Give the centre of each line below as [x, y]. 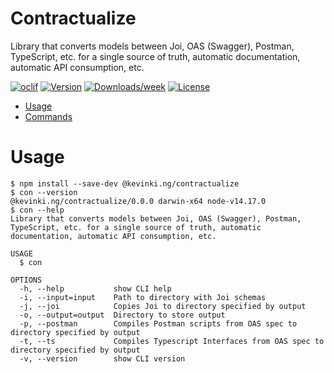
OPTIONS [26, 280]
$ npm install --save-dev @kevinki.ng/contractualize [125, 183]
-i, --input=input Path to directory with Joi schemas [143, 297]
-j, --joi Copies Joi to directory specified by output [163, 306]
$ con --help [37, 210]
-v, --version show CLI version [102, 358]
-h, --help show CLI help [95, 288]
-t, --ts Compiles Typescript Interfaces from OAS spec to [172, 341]
